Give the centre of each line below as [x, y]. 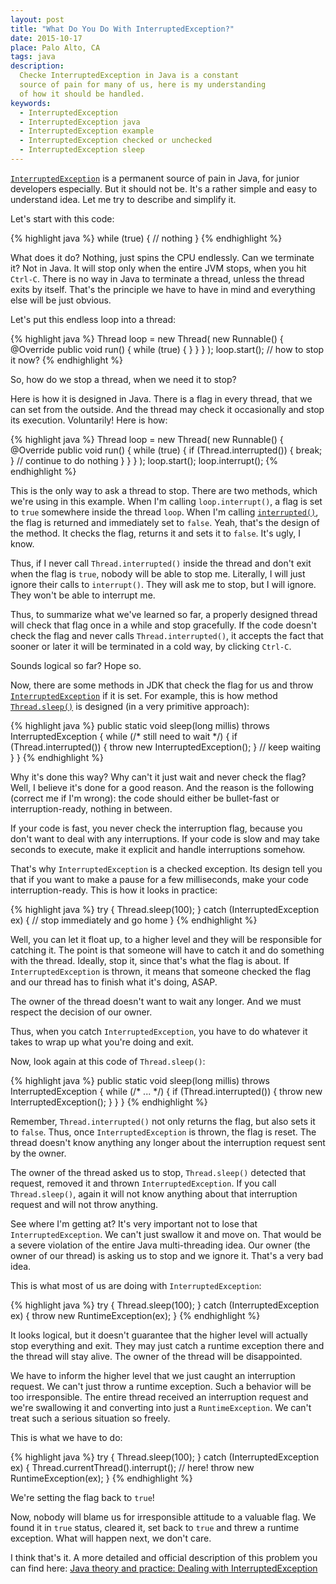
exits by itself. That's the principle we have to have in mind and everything [163, 289]
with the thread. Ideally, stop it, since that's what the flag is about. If [150, 960]
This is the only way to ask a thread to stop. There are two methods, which [164, 490]
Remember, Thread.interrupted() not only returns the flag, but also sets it [163, 1121]
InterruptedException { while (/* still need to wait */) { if [124, 736]
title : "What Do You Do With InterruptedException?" [122, 29]
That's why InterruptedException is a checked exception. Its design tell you [166, 868]
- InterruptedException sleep [82, 150]
